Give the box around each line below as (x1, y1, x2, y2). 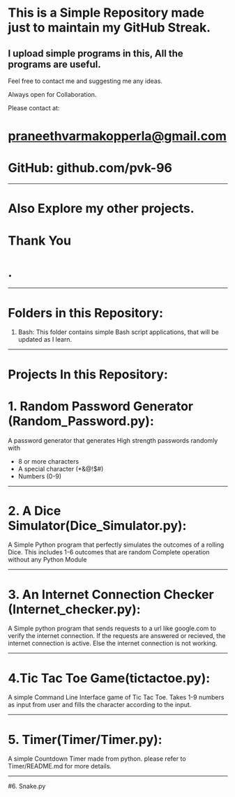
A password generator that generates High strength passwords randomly (8, 436, 218, 444)
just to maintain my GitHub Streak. (8, 20, 211, 36)
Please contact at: (8, 104, 60, 112)
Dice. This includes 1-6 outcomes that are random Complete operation (8, 548, 210, 556)
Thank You (8, 232, 72, 248)
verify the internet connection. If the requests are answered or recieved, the (8, 632, 226, 640)
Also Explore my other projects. (8, 201, 195, 217)
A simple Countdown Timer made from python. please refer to (8, 754, 187, 763)
